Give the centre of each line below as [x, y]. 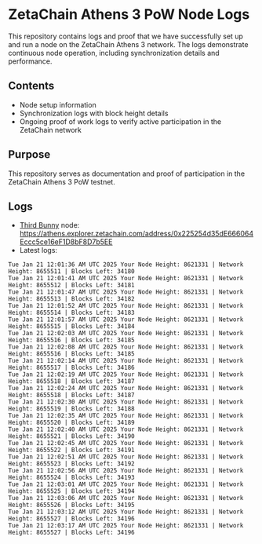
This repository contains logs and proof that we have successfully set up [126, 36]
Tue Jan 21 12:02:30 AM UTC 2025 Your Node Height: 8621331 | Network [126, 402]
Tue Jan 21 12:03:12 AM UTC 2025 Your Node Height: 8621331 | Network [126, 512]
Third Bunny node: [49, 225]
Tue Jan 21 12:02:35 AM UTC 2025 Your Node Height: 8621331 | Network [126, 416]
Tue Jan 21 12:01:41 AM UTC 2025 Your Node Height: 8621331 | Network [126, 279]
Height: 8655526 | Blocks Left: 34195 [71, 505]
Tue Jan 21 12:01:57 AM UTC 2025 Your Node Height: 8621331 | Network [126, 319]
